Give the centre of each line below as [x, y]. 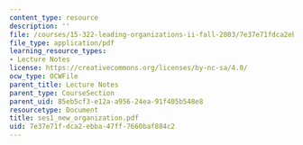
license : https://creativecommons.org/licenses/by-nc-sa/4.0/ [129, 68]
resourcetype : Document [54, 110]
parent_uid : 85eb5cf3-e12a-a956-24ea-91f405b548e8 [106, 101]
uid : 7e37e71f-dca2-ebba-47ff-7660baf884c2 [92, 127]
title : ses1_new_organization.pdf [74, 118]
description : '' [40, 26]
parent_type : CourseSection [62, 93]
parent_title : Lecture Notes [64, 85]
